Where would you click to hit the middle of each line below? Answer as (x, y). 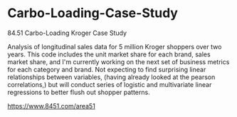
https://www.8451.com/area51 (52, 106)
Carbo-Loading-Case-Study (93, 13)
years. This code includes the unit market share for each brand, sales (109, 54)
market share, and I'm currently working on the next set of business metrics (118, 61)
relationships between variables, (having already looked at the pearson (111, 77)
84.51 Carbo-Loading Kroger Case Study (67, 33)
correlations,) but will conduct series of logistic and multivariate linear (110, 84)
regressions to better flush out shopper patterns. (79, 92)
